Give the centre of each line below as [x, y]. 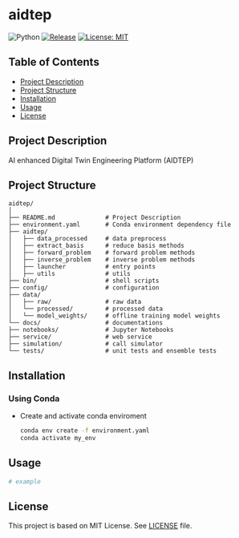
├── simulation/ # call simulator [85, 344]
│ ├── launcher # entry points [82, 267]
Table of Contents [54, 62]
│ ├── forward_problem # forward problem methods [102, 253]
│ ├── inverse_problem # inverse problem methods [102, 260]
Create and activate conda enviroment [83, 416]
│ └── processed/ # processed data [85, 309]
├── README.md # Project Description [95, 218]
